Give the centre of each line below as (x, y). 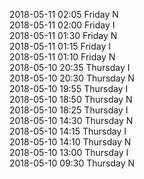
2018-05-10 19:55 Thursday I (69, 88)
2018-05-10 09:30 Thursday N (72, 163)
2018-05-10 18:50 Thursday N (71, 99)
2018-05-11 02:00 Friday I (62, 25)
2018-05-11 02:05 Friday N (64, 14)
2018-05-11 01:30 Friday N (63, 35)
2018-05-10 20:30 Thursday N (72, 78)
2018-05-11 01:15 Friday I (60, 46)
